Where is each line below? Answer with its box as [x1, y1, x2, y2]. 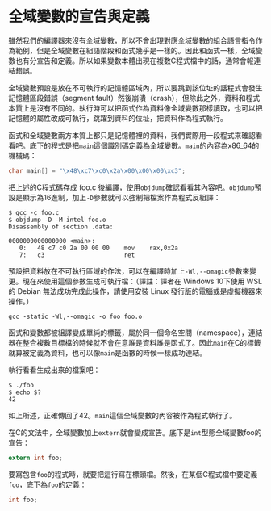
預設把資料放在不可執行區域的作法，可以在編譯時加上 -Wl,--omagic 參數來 [8, 266, 250, 275]
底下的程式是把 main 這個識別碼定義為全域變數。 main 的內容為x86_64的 [29, 140, 260, 150]
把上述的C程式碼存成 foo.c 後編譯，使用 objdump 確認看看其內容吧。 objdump [8, 182, 255, 192]
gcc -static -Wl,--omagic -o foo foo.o [8, 312, 143, 320]
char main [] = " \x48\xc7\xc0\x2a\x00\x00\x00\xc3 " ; [8, 166, 186, 174]
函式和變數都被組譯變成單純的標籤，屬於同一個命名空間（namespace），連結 [8, 328, 263, 337]
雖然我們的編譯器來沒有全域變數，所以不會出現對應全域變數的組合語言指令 [8, 36, 256, 45]
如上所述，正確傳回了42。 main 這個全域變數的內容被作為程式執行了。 [8, 410, 237, 420]
